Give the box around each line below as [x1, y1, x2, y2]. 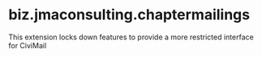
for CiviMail [8, 40, 47, 50]
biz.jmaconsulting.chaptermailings [8, 6, 250, 24]
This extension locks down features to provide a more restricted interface [8, 32, 254, 42]
